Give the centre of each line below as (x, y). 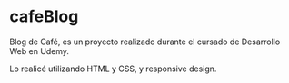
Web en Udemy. (40, 51)
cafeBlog (44, 17)
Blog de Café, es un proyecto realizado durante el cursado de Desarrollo (145, 41)
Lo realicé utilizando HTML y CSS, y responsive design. (113, 69)
